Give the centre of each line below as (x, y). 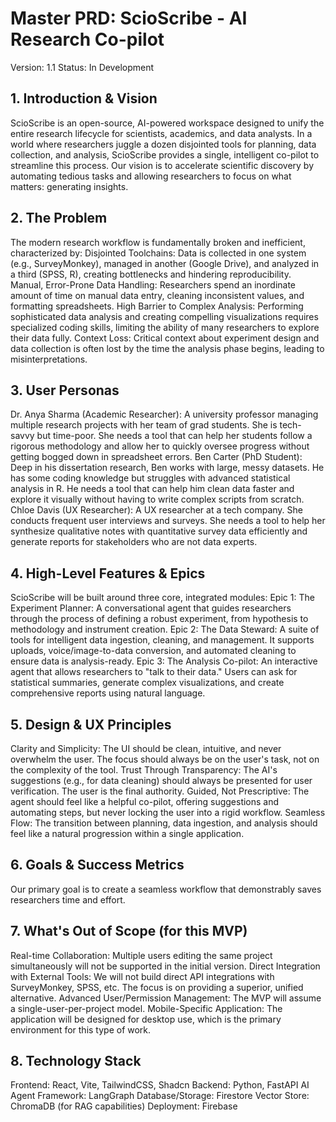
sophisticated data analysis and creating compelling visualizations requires (164, 316)
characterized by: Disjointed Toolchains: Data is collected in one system (158, 253)
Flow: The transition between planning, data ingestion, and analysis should (164, 823)
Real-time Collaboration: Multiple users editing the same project (141, 955)
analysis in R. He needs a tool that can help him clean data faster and (152, 489)
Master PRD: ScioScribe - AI (129, 18)
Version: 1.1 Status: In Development (82, 67)
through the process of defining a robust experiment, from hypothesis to (159, 619)
